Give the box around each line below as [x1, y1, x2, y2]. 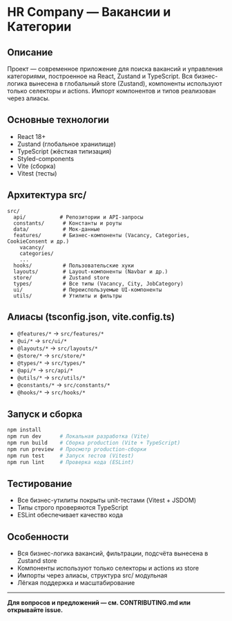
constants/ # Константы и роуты [13, 219, 122, 227]
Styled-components [17, 154, 75, 163]
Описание [7, 46, 53, 58]
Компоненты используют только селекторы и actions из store [17, 564, 199, 573]
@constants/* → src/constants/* [17, 381, 110, 389]
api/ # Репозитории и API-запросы [13, 214, 144, 221]
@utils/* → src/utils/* [17, 373, 86, 382]
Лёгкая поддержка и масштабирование [17, 579, 135, 587]
